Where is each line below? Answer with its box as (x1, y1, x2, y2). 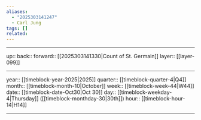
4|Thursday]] (6, 95, 39, 102)
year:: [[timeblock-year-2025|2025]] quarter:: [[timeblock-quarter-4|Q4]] (6, 76, 187, 83)
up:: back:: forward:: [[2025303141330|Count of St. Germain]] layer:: (6, 53, 175, 60)
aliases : (6, 8, 28, 15)
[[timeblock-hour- (141, 95, 185, 102)
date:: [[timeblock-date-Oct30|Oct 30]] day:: (6, 89, 117, 96)
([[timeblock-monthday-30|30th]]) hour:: (39, 95, 141, 102)
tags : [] (6, 25, 28, 31)
